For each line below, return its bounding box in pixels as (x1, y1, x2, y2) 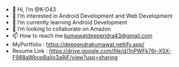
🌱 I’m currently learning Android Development (12, 19, 128, 26)
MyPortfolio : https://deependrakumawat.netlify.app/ (12, 41, 145, 48)
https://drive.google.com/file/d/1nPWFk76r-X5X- (48, 48, 172, 54)
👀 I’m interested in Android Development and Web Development (12, 12, 173, 19)
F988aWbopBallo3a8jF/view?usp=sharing (12, 54, 118, 61)
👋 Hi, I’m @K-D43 (12, 6, 56, 13)
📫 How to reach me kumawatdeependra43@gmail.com (12, 32, 153, 39)
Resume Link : (12, 48, 48, 54)
